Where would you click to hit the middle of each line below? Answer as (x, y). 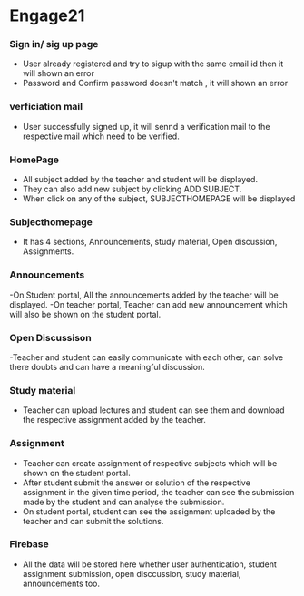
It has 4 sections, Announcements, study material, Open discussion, (150, 242)
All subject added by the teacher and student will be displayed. (140, 180)
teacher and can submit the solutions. (93, 521)
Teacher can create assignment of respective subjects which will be (150, 463)
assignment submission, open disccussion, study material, (132, 573)
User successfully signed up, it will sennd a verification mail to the (146, 126)
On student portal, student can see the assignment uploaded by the (149, 511)
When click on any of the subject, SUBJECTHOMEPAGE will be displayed (159, 199)
